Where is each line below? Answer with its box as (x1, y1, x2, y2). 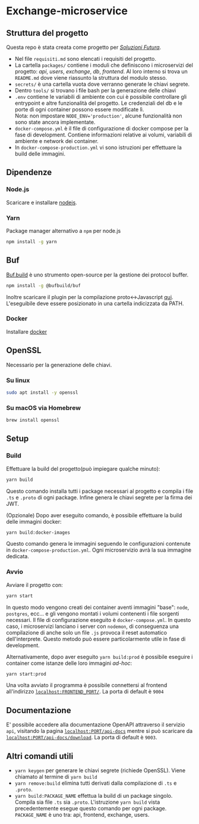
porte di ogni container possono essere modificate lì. (14, 106, 144, 113)
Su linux (6, 376, 30, 384)
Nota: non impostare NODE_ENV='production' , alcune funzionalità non (14, 112, 182, 119)
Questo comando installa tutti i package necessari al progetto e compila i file (6, 487, 194, 495)
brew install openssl (6, 417, 60, 424)
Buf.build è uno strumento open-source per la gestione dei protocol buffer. (6, 271, 189, 278)
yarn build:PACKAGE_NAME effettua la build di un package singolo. (14, 792, 173, 800)
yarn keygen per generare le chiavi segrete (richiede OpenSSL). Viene (14, 767, 186, 774)
